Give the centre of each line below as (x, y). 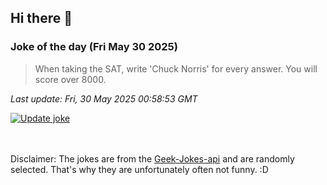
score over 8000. (70, 79)
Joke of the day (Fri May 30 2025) (94, 47)
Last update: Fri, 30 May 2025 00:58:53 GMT (104, 98)
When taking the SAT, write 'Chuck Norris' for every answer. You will (176, 68)
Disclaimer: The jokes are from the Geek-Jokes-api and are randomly (152, 158)
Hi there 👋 (41, 18)
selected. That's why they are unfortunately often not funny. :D (139, 169)
